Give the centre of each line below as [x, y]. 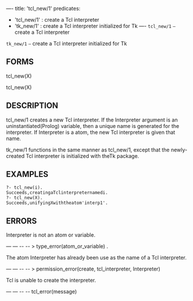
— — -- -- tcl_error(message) [41, 292]
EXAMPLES [27, 174]
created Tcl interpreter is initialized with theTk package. [73, 156]
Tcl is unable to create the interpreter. [51, 281]
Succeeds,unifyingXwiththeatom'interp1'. [57, 203]
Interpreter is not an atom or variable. [51, 235]
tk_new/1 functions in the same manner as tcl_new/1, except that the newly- [97, 150]
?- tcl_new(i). [24, 188]
